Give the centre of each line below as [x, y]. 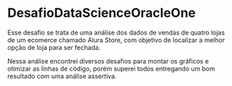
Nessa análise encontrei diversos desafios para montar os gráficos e [108, 61]
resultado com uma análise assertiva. [62, 76]
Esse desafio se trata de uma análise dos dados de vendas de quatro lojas [116, 32]
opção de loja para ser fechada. [54, 47]
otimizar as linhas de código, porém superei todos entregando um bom [111, 68]
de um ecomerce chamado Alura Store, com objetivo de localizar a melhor [116, 39]
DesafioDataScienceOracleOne [102, 13]
